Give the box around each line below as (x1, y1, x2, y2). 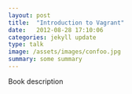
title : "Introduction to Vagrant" (8, 19, 125, 27)
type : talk (8, 41, 44, 49)
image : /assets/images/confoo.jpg (8, 48, 122, 56)
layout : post (8, 11, 51, 20)
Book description (8, 76, 64, 86)
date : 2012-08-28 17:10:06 (8, 26, 104, 34)
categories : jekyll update (8, 33, 97, 42)
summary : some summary (8, 56, 82, 63)
